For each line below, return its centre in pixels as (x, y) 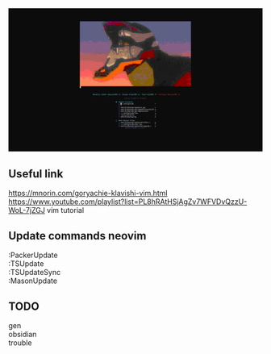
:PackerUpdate (33, 255)
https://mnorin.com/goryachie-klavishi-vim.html (88, 194)
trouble (20, 343)
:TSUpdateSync (35, 273)
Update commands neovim (77, 236)
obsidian (23, 334)
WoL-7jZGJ (27, 210)
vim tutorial (66, 210)
